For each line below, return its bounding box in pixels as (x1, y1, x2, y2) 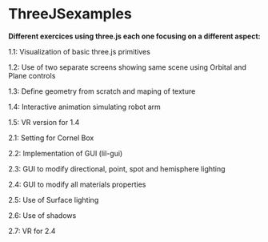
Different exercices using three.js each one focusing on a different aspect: (8, 31, 261, 41)
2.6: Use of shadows (8, 210, 77, 220)
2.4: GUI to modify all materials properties (8, 179, 146, 189)
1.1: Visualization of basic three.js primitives (8, 46, 150, 56)
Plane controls (8, 71, 56, 80)
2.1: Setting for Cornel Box (8, 133, 94, 143)
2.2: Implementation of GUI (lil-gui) (8, 148, 123, 158)
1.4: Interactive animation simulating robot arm (8, 102, 162, 111)
